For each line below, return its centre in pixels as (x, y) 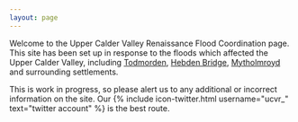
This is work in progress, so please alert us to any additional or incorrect (143, 89)
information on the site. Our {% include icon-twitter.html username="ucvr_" (149, 99)
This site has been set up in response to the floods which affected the (139, 52)
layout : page (34, 17)
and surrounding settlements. (64, 72)
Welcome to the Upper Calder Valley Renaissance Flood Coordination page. (149, 43)
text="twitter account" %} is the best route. (90, 108)
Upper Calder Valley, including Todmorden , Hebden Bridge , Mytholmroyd (145, 62)
